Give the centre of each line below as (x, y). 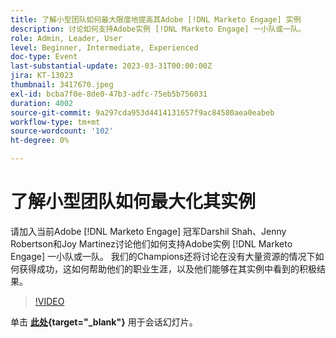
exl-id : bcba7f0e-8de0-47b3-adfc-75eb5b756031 (109, 94)
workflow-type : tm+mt (55, 122)
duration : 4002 (42, 103)
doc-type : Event (44, 57)
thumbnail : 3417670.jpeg (62, 85)
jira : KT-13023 (42, 76)
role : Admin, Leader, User (66, 38)
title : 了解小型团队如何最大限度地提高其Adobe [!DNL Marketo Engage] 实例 (156, 19)
